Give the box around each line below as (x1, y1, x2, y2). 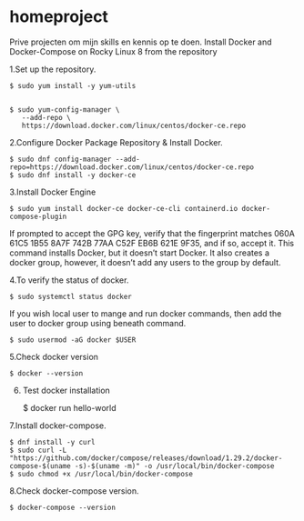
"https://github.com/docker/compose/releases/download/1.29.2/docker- (9, 453, 283, 463)
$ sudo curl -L (9, 446, 67, 455)
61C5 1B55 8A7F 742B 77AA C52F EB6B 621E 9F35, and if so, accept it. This (9, 237, 294, 248)
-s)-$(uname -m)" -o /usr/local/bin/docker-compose (74, 461, 275, 470)
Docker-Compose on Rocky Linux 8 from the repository (9, 45, 218, 56)
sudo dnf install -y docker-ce (17, 170, 137, 179)
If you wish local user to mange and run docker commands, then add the (9, 307, 282, 319)
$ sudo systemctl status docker (9, 292, 132, 301)
